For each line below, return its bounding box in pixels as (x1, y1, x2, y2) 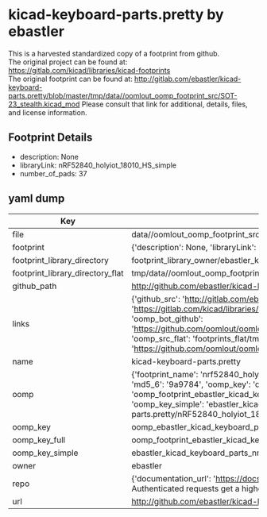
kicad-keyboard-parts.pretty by (8, 6, 224, 24)
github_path (12, 280, 57, 291)
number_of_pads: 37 (19, 168, 87, 178)
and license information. (8, 107, 87, 117)
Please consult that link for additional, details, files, (81, 99, 248, 109)
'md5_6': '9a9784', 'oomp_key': (130, 379, 251, 390)
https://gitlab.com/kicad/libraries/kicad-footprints (8, 65, 171, 75)
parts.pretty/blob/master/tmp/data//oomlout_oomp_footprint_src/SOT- (8, 91, 238, 100)
